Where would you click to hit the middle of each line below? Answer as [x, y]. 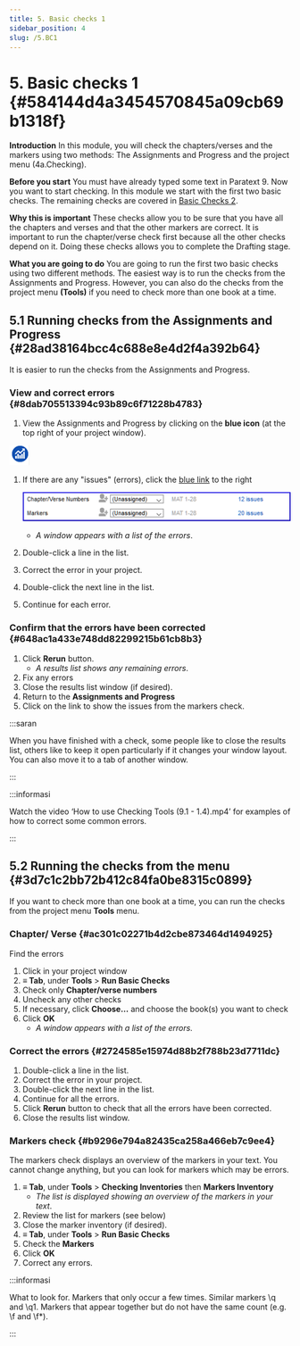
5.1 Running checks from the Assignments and [141, 320]
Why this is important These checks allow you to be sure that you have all [146, 218]
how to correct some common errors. [78, 820]
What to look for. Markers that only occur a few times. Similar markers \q [143, 1298]
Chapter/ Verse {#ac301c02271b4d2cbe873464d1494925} [142, 935]
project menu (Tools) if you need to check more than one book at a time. [143, 292]
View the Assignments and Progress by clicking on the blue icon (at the [154, 423]
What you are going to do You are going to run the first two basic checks [144, 264]
